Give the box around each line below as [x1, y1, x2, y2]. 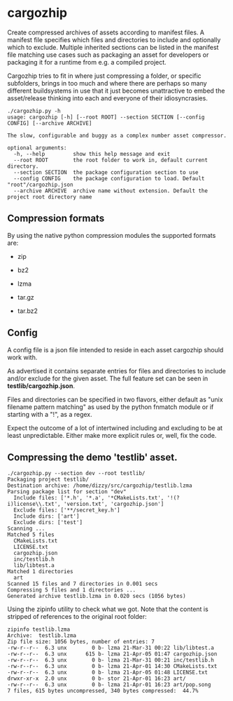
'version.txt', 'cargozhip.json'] [63, 500, 164, 508]
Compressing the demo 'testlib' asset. [7, 451, 178, 463]
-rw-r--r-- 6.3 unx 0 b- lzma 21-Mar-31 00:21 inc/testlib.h [7, 657, 215, 664]
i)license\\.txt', [7, 500, 61, 508]
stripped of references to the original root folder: [7, 613, 147, 621]
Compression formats [7, 213, 105, 225]
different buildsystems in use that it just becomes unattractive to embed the [7, 86, 225, 95]
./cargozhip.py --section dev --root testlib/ [7, 470, 146, 477]
